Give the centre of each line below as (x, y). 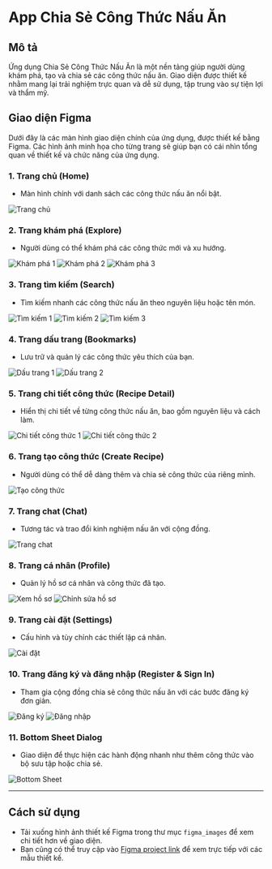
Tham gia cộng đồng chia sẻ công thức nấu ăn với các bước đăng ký (134, 692)
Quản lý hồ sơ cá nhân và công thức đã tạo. (93, 583)
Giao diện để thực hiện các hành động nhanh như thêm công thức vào (137, 755)
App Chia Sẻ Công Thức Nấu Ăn (117, 17)
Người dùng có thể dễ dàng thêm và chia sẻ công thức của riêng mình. (138, 474)
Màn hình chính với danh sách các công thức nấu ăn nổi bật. (121, 194)
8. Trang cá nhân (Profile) (59, 566)
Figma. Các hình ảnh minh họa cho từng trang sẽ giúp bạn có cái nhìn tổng (133, 146)
